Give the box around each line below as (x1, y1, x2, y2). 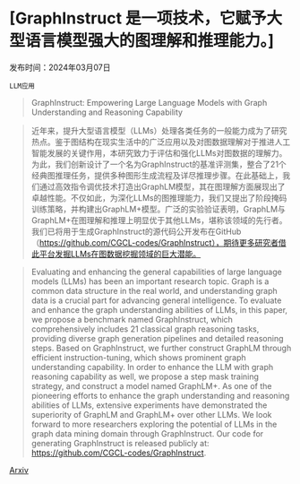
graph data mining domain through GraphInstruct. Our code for (30, 428, 264, 439)
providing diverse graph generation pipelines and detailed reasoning (30, 333, 284, 343)
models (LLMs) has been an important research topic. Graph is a (30, 275, 270, 287)
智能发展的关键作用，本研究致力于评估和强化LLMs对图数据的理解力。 (30, 147, 287, 158)
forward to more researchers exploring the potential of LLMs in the (30, 419, 278, 429)
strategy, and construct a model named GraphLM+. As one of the (30, 380, 272, 391)
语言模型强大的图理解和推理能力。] (25, 30, 275, 51)
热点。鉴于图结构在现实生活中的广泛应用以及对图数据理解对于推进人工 (30, 136, 291, 147)
